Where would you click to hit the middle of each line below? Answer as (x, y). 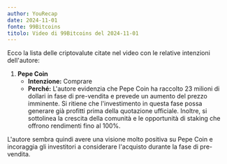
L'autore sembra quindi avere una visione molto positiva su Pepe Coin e (110, 140)
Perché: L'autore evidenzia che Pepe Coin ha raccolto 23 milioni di (124, 89)
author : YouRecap (32, 14)
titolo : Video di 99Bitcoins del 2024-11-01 (73, 33)
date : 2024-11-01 (32, 20)
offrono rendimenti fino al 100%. (74, 126)
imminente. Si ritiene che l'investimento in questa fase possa (115, 104)
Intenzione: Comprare (60, 82)
